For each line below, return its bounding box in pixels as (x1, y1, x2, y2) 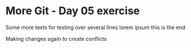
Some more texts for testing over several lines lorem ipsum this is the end (5, 24, 186, 31)
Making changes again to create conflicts (5, 35, 107, 42)
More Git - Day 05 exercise (5, 4, 140, 18)
